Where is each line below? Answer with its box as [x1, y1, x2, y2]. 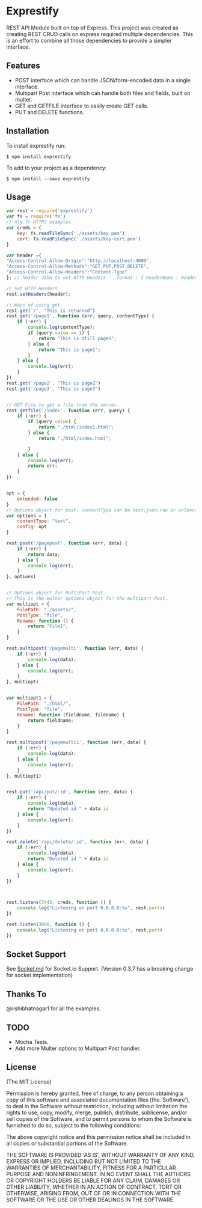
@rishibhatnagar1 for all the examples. [6, 1005, 101, 1012]
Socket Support [6, 950, 66, 960]
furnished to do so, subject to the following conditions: [6, 1121, 141, 1129]
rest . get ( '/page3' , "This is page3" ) [6, 386, 101, 392]
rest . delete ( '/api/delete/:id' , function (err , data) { [6, 839, 149, 845]
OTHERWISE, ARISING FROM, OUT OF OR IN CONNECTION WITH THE [6, 1189, 182, 1197]
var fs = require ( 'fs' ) [6, 213, 66, 220]
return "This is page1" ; [38, 347, 101, 353]
